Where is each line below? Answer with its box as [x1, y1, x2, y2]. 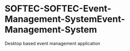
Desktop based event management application [4, 40, 101, 46]
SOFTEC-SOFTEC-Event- [4, 3, 112, 14]
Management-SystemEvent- [4, 13, 126, 25]
